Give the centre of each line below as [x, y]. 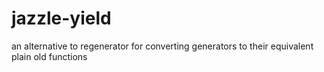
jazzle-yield [61, 18]
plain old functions [49, 56]
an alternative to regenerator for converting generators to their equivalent [162, 46]
